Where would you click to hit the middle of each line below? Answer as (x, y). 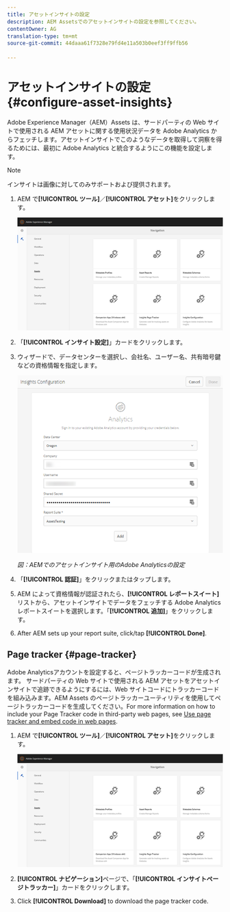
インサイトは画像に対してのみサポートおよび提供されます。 (91, 184)
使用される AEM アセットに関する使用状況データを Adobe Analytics (114, 131)
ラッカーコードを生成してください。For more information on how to (120, 706)
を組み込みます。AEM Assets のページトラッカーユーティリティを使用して (111, 698)
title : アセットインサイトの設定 (49, 14)
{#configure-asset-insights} (90, 102)
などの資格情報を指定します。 (59, 366)
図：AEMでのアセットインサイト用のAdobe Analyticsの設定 (101, 564)
